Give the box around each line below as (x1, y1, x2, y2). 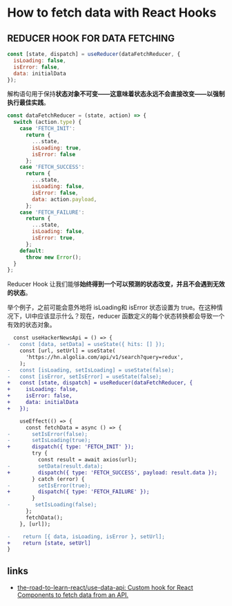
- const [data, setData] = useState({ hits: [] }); (7, 341, 166, 348)
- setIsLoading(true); (7, 437, 91, 444)
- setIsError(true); (7, 482, 91, 489)
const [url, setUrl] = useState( (19, 347, 116, 354)
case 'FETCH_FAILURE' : (19, 209, 85, 216)
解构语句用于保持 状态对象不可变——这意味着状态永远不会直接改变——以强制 (7, 90, 225, 98)
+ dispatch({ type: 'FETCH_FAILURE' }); (7, 488, 150, 495)
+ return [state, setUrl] (7, 540, 91, 547)
